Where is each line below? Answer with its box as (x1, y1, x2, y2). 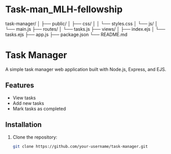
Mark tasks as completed (12, 105, 66, 112)
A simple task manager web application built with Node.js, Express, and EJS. (5, 66, 166, 72)
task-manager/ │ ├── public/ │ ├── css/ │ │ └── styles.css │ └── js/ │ (5, 20, 158, 27)
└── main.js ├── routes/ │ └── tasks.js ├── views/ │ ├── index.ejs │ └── (5, 26, 165, 32)
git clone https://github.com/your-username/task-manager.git (12, 144, 148, 149)
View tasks (12, 95, 36, 101)
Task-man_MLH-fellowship (5, 4, 123, 15)
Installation (5, 120, 42, 129)
